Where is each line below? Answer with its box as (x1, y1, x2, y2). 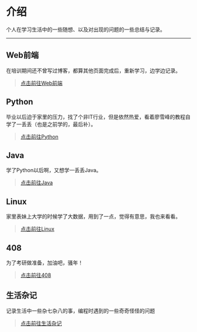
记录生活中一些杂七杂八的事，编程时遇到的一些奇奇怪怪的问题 (6, 307, 155, 314)
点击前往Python (20, 133, 59, 140)
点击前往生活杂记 (20, 320, 62, 327)
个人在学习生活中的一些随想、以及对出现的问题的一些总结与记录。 (6, 26, 165, 33)
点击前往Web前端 (20, 79, 63, 86)
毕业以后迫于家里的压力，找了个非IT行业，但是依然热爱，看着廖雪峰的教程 (6, 113, 186, 120)
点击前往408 (20, 271, 52, 279)
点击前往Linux (20, 226, 55, 233)
